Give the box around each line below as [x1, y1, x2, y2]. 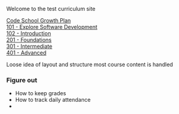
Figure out [6, 76, 38, 84]
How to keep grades [15, 90, 66, 97]
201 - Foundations [6, 36, 52, 43]
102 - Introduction [6, 30, 51, 37]
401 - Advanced [6, 49, 47, 56]
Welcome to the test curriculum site [6, 5, 96, 12]
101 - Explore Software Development [6, 24, 97, 30]
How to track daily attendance [15, 96, 91, 104]
